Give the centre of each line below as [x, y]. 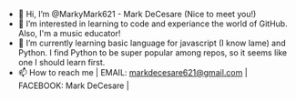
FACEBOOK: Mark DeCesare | [73, 85]
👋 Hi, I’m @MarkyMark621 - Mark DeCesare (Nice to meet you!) [137, 14]
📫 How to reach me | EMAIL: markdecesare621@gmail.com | [133, 72]
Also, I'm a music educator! [69, 33]
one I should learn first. [61, 62]
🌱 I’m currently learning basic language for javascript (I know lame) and [152, 43]
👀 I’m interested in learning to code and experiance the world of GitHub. [153, 24]
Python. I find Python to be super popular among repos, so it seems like [153, 53]
